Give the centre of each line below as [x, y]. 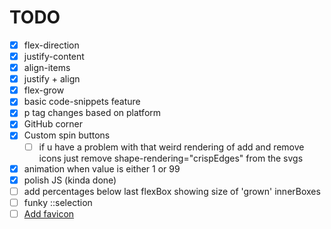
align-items [47, 68]
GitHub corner [53, 124]
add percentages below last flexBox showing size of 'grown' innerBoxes [172, 191]
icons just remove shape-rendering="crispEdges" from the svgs [171, 158]
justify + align [52, 79]
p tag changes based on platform [92, 113]
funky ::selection [58, 202]
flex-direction [51, 45]
